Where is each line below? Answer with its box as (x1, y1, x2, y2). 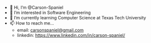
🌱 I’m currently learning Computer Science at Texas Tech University (9, 15, 147, 20)
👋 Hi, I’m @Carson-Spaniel (9, 5, 64, 10)
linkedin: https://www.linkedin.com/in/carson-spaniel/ (17, 32, 126, 38)
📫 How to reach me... (9, 20, 54, 26)
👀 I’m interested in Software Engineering (9, 10, 91, 15)
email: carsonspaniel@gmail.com (17, 27, 84, 33)
